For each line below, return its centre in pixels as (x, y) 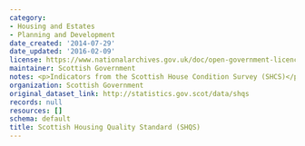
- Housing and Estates (52, 26)
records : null (36, 102)
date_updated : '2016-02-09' (63, 52)
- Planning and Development (63, 34)
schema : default (40, 119)
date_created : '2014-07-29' (63, 43)
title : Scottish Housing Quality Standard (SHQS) (105, 128)
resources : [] (36, 111)
